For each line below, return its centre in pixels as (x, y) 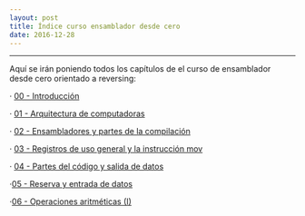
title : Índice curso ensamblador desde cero (95, 26)
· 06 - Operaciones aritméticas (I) (70, 201)
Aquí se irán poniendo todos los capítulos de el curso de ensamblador (140, 69)
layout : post (34, 18)
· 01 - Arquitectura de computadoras (77, 113)
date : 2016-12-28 (42, 34)
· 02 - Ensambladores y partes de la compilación (100, 132)
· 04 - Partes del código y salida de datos (87, 167)
